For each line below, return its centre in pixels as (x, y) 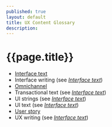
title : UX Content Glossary (41, 22)
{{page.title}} (40, 57)
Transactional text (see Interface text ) (60, 93)
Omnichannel (31, 86)
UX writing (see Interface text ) (51, 118)
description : (22, 28)
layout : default (26, 17)
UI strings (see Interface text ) (50, 99)
